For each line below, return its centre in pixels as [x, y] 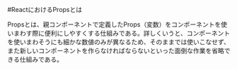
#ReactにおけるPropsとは [45, 9]
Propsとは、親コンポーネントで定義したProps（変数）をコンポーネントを [114, 24]
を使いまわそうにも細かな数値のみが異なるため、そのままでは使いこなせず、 [119, 42]
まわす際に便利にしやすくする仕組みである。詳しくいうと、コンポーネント [122, 33]
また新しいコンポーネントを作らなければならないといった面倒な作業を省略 [116, 51]
